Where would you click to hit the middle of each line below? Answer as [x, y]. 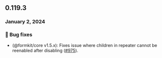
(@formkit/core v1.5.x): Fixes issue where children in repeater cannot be [85, 45]
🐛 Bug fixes [19, 35]
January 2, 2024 [25, 22]
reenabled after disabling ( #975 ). [45, 50]
